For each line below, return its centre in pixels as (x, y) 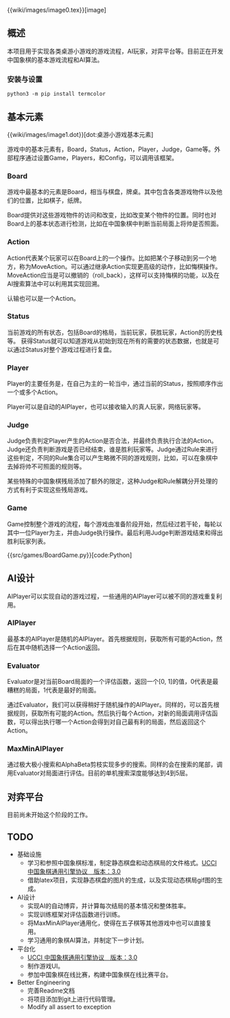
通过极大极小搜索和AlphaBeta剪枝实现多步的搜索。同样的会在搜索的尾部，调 (115, 765)
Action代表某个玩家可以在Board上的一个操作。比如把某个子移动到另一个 (109, 258)
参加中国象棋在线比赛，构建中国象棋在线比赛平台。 (100, 975)
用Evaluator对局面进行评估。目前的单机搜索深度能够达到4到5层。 (100, 773)
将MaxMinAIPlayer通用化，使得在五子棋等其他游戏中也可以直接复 (119, 923)
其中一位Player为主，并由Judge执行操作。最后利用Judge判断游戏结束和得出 (115, 532)
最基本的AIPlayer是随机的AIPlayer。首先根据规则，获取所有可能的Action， (112, 638)
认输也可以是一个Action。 (44, 298)
